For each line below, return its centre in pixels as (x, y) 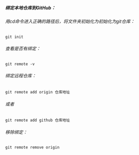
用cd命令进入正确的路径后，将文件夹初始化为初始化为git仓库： (70, 21)
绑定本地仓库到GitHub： (30, 8)
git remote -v (20, 64)
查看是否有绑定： (23, 48)
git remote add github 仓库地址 (38, 120)
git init (14, 37)
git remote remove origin (32, 147)
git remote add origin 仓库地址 (38, 92)
